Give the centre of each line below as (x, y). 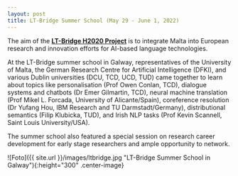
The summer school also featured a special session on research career (111, 136)
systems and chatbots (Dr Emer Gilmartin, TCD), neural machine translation (118, 92)
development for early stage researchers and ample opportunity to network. (119, 143)
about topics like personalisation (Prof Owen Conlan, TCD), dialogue (107, 84)
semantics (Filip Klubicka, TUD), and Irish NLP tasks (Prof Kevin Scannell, (115, 115)
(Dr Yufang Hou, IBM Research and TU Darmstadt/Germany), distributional (117, 107)
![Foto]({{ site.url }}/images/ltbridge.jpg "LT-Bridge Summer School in (109, 158)
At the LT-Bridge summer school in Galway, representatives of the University (119, 62)
